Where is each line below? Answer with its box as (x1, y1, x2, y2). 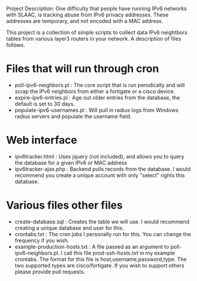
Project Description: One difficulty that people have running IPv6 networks (6, 5, 187, 12)
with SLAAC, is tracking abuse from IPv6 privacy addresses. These (6, 11, 169, 18)
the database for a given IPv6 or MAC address (14, 159, 127, 166)
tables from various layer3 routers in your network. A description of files (6, 35, 182, 42)
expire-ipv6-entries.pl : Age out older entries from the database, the (14, 94, 180, 101)
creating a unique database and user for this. (14, 224, 124, 232)
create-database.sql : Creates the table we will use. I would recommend (14, 218, 190, 225)
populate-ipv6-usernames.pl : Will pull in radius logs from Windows (14, 106, 179, 114)
